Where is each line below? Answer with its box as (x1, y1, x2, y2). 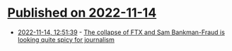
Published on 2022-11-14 (7, 5, 157, 21)
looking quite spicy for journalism (17, 35, 115, 43)
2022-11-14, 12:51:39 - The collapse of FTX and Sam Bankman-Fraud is (17, 28, 225, 36)
